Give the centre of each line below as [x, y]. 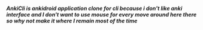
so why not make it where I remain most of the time [72, 21]
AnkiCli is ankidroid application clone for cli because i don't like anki [95, 8]
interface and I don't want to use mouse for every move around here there [101, 14]
